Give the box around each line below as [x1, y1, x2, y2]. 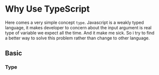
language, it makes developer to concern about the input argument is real [5, 24, 152, 30]
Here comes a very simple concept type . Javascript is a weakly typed [5, 19, 144, 25]
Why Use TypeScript [5, 3, 90, 15]
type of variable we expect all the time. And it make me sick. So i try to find [5, 30, 155, 36]
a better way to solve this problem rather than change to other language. [5, 35, 150, 41]
